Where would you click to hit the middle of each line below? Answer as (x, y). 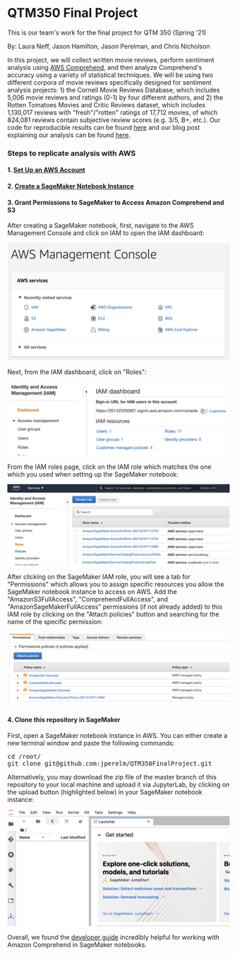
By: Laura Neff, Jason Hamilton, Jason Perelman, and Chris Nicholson (109, 46)
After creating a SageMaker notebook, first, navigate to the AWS (101, 226)
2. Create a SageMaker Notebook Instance (71, 186)
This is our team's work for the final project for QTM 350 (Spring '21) (107, 32)
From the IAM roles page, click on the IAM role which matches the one (109, 467)
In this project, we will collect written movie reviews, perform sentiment (111, 60)
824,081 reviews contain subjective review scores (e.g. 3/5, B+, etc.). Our (114, 120)
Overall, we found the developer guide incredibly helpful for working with (114, 937)
